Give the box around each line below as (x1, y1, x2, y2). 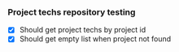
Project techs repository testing (7, 6, 136, 18)
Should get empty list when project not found (19, 34, 172, 44)
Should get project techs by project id (19, 25, 146, 35)
